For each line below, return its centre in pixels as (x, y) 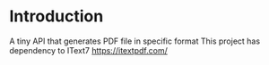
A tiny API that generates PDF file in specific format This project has (135, 41)
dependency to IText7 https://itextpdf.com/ (88, 50)
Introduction (56, 16)
